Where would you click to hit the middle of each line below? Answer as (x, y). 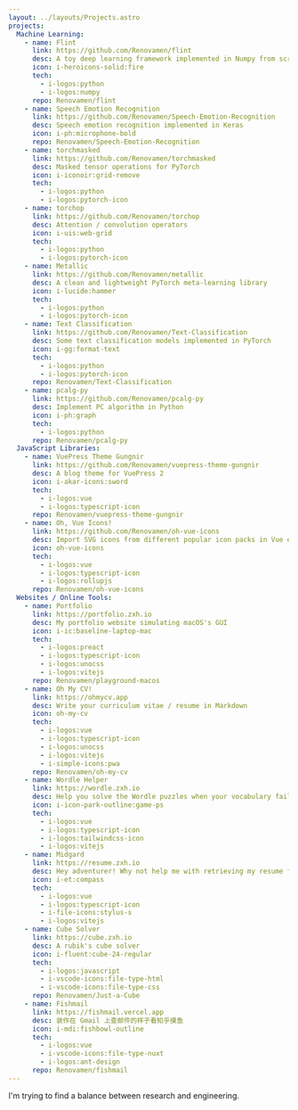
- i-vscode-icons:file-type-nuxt (102, 1054)
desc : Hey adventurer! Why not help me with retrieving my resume (157, 871)
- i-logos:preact (72, 647)
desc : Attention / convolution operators (110, 225)
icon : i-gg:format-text (76, 349)
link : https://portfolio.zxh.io (92, 614)
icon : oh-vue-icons (68, 548)
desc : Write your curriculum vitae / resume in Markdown (140, 705)
